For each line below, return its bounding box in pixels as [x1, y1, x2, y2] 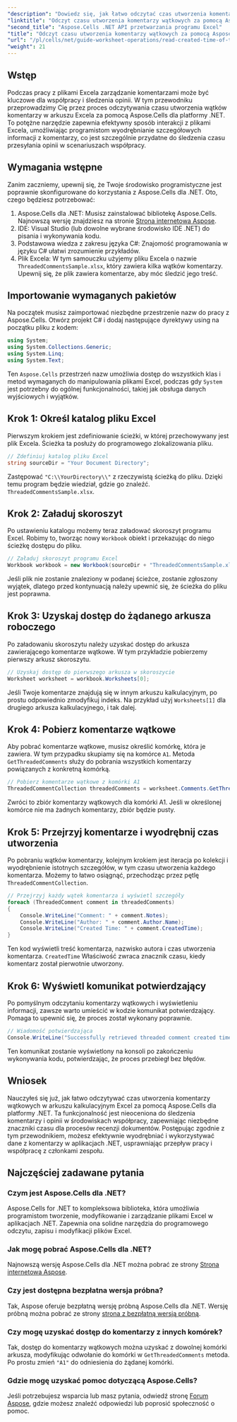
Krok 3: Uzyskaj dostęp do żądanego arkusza [7, 610, 212, 622]
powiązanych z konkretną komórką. [7, 765, 111, 774]
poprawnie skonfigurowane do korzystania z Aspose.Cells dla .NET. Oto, [7, 188, 218, 196]
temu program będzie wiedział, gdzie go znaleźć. [7, 479, 150, 488]
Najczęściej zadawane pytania [7, 1166, 145, 1179]
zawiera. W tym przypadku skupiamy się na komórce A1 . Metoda [7, 750, 195, 758]
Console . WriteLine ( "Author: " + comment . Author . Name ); [20, 918, 185, 926]
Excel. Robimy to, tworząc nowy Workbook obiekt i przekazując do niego [7, 534, 215, 542]
